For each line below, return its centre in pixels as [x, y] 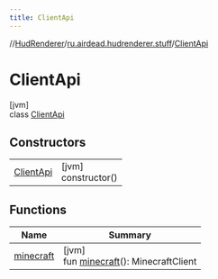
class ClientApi [37, 114]
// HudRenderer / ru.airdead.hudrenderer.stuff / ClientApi [109, 43]
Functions [38, 209]
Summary [130, 235]
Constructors [48, 142]
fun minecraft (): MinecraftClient [130, 262]
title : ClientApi [42, 18]
